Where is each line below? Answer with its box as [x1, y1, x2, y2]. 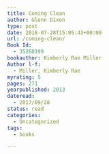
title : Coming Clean [7, 10, 66, 17]
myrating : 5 [7, 73, 41, 81]
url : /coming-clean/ [7, 36, 66, 42]
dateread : [7, 93, 35, 100]
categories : [7, 112, 41, 118]
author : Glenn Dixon [7, 16, 66, 23]
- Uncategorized [13, 118, 59, 125]
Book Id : [7, 42, 32, 49]
